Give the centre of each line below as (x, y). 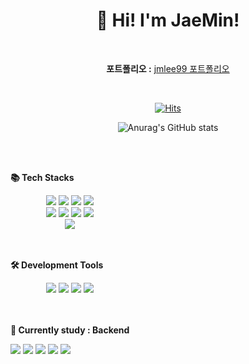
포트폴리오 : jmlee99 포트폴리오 (168, 68)
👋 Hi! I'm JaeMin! (168, 20)
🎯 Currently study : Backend (70, 330)
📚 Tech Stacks (42, 177)
